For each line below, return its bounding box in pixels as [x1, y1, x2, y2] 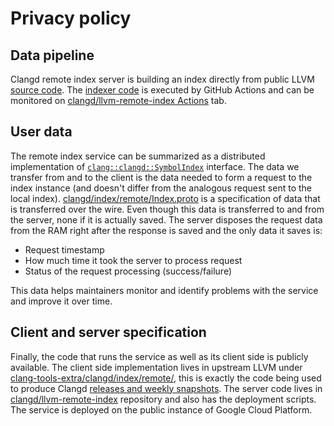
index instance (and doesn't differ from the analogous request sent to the [10, 182, 312, 194]
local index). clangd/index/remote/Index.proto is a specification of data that [10, 192, 321, 204]
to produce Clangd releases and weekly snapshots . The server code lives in [10, 382, 323, 394]
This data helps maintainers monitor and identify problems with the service [10, 284, 319, 296]
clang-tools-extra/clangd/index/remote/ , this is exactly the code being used [10, 372, 322, 384]
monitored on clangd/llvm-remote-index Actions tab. [10, 95, 227, 106]
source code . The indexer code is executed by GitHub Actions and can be [10, 84, 315, 96]
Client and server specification [10, 324, 207, 341]
